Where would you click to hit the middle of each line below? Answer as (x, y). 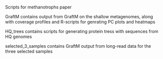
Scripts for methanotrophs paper (39, 7)
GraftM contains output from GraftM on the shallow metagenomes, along (79, 16)
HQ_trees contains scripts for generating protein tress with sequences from (82, 31)
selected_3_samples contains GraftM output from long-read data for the (78, 46)
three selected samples (29, 51)
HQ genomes (19, 37)
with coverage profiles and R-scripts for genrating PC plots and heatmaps (80, 22)
